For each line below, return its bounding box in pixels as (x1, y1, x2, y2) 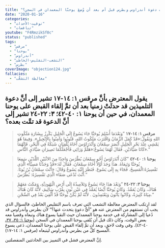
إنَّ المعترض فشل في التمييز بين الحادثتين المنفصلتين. (5, 237, 102, 243)
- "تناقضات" (9, 26, 34, 31)
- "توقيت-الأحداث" (9, 21, 45, 26)
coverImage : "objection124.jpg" (5, 67, 71, 72)
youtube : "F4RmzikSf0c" (5, 30, 54, 35)
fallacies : (5, 71, 27, 76)
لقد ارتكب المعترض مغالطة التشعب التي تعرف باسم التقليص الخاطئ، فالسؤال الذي (5, 201, 157, 207)
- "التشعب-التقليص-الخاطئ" (9, 58, 65, 63)
